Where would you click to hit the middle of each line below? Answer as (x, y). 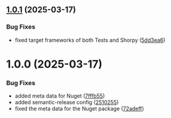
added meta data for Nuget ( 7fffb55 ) (60, 96)
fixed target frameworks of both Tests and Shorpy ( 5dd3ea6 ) (90, 40)
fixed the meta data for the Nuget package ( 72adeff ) (80, 109)
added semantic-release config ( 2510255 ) (67, 102)
